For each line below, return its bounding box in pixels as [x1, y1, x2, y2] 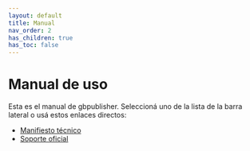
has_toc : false [8, 41, 59, 49]
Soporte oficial [19, 134, 69, 144]
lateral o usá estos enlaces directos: [8, 110, 127, 120]
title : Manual [8, 19, 56, 27]
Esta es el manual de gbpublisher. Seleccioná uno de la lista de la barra [8, 102, 243, 111]
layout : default [8, 11, 62, 20]
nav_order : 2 [8, 26, 52, 34]
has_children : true [8, 33, 73, 42]
